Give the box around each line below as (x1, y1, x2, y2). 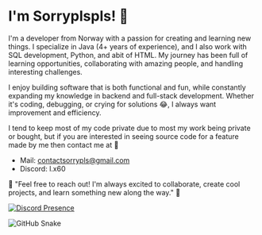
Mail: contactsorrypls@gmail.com (19, 155, 130, 165)
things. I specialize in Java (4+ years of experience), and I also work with (8, 41, 248, 51)
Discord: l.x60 (19, 164, 66, 173)
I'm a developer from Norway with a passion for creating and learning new (8, 33, 252, 43)
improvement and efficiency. (8, 107, 102, 118)
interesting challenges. (8, 67, 83, 76)
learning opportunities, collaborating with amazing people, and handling (8, 59, 244, 68)
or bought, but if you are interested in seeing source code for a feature (8, 131, 240, 141)
